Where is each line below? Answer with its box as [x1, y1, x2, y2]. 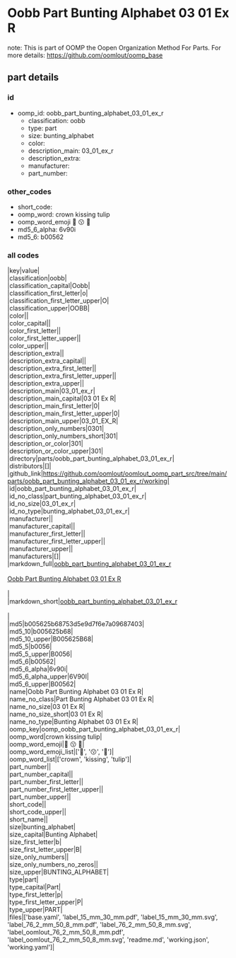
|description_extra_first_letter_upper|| [7, 371, 117, 380]
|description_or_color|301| [7, 439, 83, 448]
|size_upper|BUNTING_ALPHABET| [7, 868, 110, 877]
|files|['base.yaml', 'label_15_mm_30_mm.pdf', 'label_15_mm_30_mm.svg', [7, 913, 218, 921]
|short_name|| [7, 815, 48, 824]
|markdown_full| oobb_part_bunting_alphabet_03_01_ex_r [7, 560, 172, 568]
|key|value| [7, 267, 40, 275]
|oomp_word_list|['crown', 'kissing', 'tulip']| [7, 755, 132, 763]
